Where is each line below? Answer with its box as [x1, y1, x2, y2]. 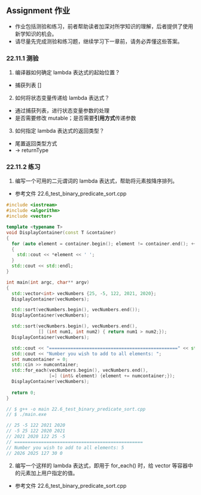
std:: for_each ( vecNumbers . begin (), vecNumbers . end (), [11, 368, 148, 373]
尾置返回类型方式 [14, 140, 57, 147]
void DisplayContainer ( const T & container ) [6, 229, 117, 235]
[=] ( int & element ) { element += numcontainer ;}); [48, 373, 175, 379]
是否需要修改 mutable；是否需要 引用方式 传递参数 [14, 114, 136, 122]
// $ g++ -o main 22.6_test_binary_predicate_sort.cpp [6, 406, 146, 412]
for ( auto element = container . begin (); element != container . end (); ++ [11, 241, 197, 247]
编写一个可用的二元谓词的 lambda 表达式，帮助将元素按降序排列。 [14, 177, 178, 184]
